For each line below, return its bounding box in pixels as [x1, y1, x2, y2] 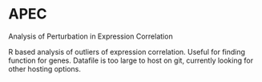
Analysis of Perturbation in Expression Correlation [8, 31, 174, 41]
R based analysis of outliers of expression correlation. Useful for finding [8, 47, 246, 56]
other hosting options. [8, 64, 82, 73]
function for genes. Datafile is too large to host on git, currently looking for [8, 55, 254, 65]
